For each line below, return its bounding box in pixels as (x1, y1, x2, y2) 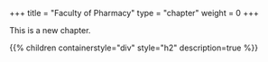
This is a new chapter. (9, 25, 91, 35)
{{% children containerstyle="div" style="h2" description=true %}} (9, 42, 259, 53)
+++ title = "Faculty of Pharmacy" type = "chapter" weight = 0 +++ (9, 8, 259, 18)
